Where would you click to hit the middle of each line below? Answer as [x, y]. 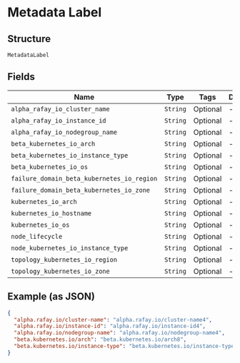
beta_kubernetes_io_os [49, 167]
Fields [21, 77]
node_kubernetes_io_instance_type [70, 248]
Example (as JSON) [51, 297]
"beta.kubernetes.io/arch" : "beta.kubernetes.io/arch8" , [100, 339]
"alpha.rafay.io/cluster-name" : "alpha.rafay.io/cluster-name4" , [113, 319]
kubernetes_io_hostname [51, 213]
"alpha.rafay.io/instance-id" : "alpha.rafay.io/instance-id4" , [110, 326]
